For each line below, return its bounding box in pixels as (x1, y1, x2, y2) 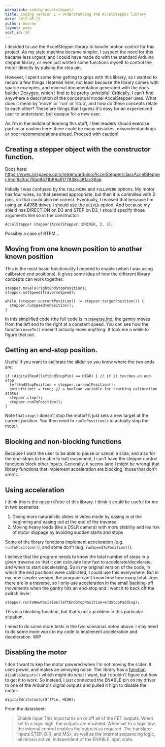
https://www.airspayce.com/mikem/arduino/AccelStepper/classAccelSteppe (5, 171, 160, 177)
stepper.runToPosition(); (9, 400, 63, 405)
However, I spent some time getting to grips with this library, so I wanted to (5, 75, 157, 80)
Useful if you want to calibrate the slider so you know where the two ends (5, 359, 155, 365)
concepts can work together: (5, 276, 64, 282)
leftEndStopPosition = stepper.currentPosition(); (9, 382, 116, 387)
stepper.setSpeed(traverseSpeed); (5, 290, 76, 295)
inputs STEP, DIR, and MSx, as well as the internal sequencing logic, (17, 731, 155, 737)
